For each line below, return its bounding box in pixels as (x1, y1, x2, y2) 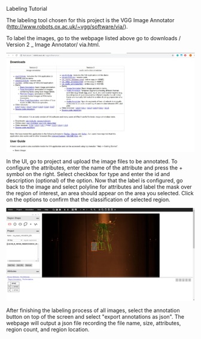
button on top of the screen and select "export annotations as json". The (6, 313, 184, 320)
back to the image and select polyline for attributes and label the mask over (6, 183, 193, 190)
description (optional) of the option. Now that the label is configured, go (6, 177, 184, 184)
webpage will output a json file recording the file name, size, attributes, (6, 319, 181, 326)
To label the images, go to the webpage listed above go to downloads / (6, 35, 181, 41)
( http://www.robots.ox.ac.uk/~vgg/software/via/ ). (6, 23, 128, 30)
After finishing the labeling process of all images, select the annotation (6, 307, 180, 314)
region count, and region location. (6, 326, 90, 333)
